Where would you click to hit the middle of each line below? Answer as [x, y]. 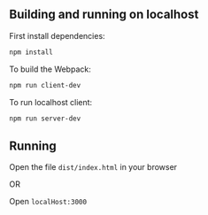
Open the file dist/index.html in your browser [93, 167]
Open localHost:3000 [48, 202]
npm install [31, 52]
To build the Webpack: [50, 69]
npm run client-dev [45, 85]
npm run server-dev [45, 119]
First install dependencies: [57, 35]
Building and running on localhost [104, 15]
